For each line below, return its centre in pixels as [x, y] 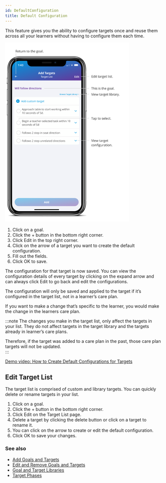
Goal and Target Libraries [38, 470]
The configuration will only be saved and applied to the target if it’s [73, 291]
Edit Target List [29, 377]
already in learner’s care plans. [37, 332]
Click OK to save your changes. [44, 436]
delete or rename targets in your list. [42, 395]
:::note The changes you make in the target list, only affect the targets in [79, 321]
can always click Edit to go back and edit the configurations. [67, 282]
